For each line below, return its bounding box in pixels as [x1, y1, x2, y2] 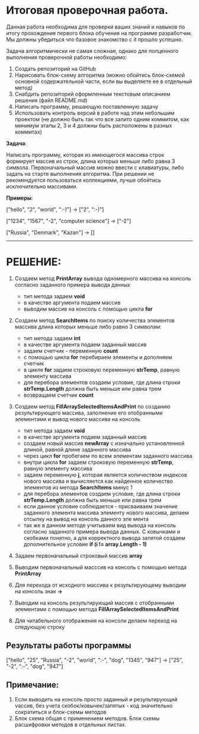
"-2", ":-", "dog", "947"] [6, 663, 63, 670]
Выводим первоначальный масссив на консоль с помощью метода [14, 564, 187, 571]
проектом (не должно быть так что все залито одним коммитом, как [14, 115, 190, 122]
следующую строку [14, 623, 65, 630]
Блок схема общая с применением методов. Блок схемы [14, 714, 160, 722]
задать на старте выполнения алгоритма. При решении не [6, 170, 155, 177]
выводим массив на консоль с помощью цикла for [23, 305, 153, 312]
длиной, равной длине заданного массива [23, 446, 131, 453]
